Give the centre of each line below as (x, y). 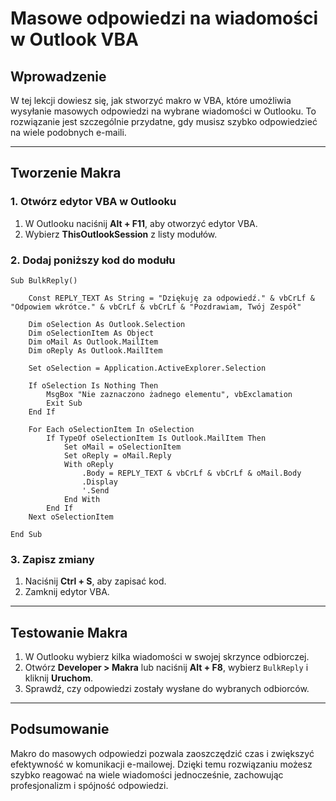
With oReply (88, 464)
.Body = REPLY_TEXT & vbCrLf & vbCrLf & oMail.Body (191, 473)
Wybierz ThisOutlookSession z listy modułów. (121, 234)
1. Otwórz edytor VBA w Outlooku (93, 202)
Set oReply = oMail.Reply (117, 455)
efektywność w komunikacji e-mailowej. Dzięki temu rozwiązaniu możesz (161, 764)
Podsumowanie (60, 729)
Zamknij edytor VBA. (67, 592)
